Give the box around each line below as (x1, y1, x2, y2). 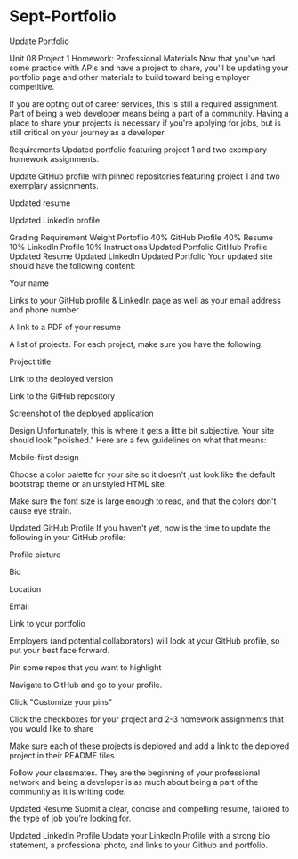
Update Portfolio (9, 36, 69, 46)
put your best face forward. (9, 644, 109, 655)
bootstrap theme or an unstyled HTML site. (9, 478, 167, 489)
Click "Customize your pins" (9, 696, 113, 707)
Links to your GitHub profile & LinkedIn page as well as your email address (9, 295, 282, 305)
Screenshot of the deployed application (9, 408, 154, 418)
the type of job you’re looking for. (9, 813, 132, 823)
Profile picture (9, 549, 61, 560)
